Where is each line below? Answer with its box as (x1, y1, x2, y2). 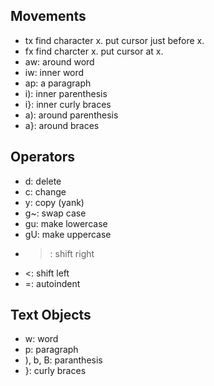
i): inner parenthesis (24, 87, 108, 99)
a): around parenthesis (24, 109, 119, 121)
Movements (10, 8, 87, 25)
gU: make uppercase (24, 228, 112, 240)
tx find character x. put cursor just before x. (24, 34, 205, 46)
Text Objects (10, 307, 92, 324)
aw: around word (24, 55, 95, 68)
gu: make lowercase (24, 217, 108, 229)
